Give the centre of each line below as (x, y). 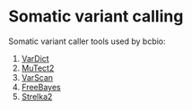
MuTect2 (38, 68)
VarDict (35, 58)
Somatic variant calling (96, 17)
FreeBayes (41, 87)
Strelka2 (37, 97)
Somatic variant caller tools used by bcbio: (87, 41)
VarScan (37, 77)
